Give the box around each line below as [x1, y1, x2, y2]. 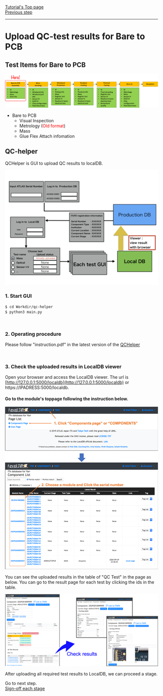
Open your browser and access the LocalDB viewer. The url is [5, 374, 129, 380]
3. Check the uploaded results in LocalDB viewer [5, 363, 122, 370]
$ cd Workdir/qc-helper [5, 304, 53, 309]
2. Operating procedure [5, 330, 62, 337]
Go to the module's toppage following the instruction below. [5, 396, 129, 402]
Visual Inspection [19, 117, 54, 123]
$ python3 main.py [5, 309, 42, 314]
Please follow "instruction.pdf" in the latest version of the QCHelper [5, 341, 140, 348]
